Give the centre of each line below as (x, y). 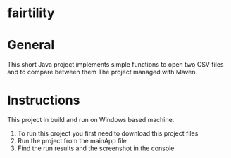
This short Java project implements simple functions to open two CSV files (115, 65)
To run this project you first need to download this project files (108, 133)
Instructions (44, 100)
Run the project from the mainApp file (72, 141)
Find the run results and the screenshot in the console (96, 148)
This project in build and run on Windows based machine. (91, 120)
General (31, 45)
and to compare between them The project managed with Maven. (102, 72)
